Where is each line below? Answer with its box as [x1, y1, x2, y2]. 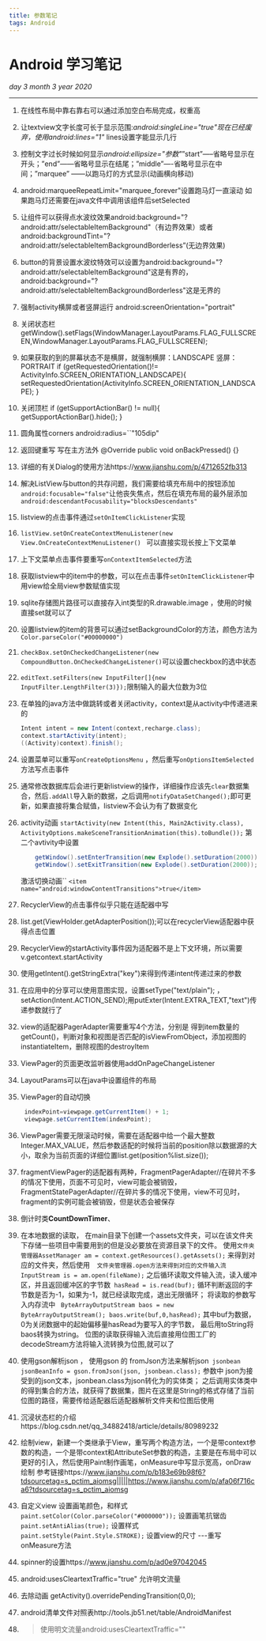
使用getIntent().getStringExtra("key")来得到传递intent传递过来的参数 [20, 968, 242, 977]
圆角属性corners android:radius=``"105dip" [20, 429, 160, 438]
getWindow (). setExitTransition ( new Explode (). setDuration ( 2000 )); [35, 860, 258, 868]
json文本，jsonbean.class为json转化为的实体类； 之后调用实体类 [41, 1375, 251, 1385]
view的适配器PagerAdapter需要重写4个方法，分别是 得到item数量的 [20, 1022, 240, 1031]
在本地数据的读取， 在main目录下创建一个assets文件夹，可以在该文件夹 [20, 1231, 253, 1240]
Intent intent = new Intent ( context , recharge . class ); [20, 724, 202, 732]
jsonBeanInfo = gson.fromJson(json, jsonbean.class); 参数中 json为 [20, 1366, 247, 1375]
